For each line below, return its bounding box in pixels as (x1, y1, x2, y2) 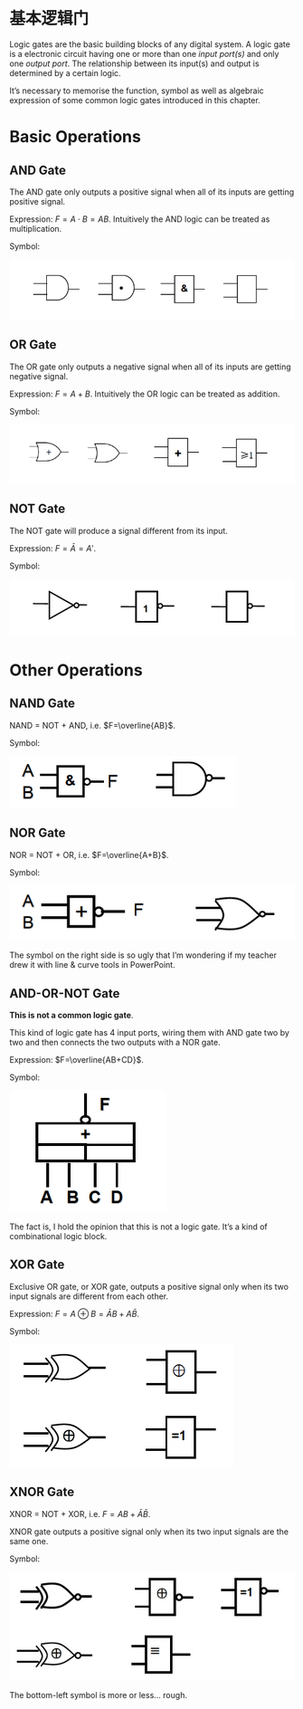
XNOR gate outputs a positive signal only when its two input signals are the (9, 1526, 289, 1537)
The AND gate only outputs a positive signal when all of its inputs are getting (9, 186, 295, 197)
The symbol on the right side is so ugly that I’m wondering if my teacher (9, 950, 278, 960)
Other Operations (9, 660, 143, 681)
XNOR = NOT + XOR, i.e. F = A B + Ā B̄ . (9, 1508, 151, 1519)
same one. (9, 1535, 49, 1546)
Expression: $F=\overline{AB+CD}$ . (9, 1055, 145, 1065)
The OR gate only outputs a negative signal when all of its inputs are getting (9, 361, 291, 372)
